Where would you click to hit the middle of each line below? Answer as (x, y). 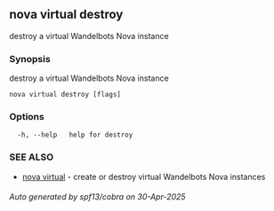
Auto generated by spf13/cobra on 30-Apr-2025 (97, 197)
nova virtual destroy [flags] (65, 95)
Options (27, 117)
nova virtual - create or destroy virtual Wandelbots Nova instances (144, 176)
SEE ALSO (32, 157)
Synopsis (30, 59)
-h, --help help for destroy (75, 135)
